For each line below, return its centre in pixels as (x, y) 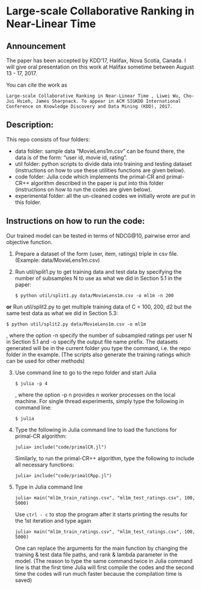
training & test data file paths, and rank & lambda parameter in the (96, 554)
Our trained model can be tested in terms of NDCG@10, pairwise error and (98, 235)
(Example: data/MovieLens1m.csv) (57, 260)
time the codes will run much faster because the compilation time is (98, 573)
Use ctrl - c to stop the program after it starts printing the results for (101, 514)
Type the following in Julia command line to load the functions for (96, 430)
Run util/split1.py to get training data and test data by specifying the (98, 271)
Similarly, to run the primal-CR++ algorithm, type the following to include (104, 458)
